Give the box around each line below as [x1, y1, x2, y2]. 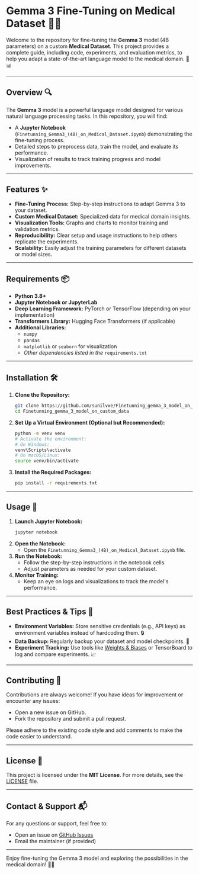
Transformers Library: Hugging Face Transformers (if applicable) [14, 318, 176, 325]
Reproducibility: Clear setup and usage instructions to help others [14, 232, 178, 239]
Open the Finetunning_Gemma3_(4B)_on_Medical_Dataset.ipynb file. [23, 546, 185, 553]
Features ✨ [6, 185, 48, 195]
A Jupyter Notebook [14, 124, 66, 131]
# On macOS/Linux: [14, 452, 60, 458]
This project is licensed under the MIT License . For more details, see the [6, 772, 184, 779]
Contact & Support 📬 [6, 801, 88, 811]
